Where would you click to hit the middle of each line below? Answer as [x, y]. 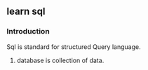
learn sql [26, 12]
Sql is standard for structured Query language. [74, 47]
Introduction [28, 31]
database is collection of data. [60, 60]
